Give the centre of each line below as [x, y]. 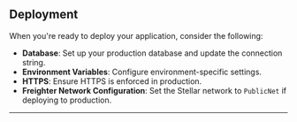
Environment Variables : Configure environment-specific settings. [142, 72]
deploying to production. [67, 100]
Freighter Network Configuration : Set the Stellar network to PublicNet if [154, 90]
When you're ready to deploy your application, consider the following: [136, 35]
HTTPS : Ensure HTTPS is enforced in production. [112, 81]
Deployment [44, 15]
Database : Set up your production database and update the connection [152, 53]
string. [34, 62]
